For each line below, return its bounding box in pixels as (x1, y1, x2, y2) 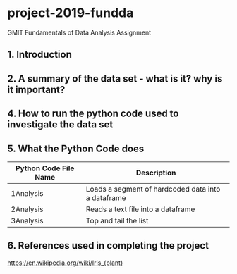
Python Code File (15, 163, 75, 173)
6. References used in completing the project (7, 239, 209, 251)
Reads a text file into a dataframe (85, 204, 195, 214)
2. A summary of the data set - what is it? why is (7, 73, 223, 85)
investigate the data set (7, 118, 114, 131)
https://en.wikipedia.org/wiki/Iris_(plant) (7, 259, 123, 267)
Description (135, 168, 176, 178)
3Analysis (11, 216, 44, 225)
